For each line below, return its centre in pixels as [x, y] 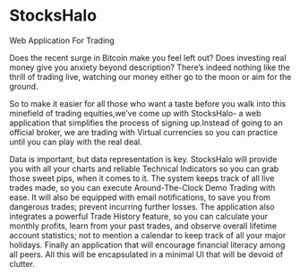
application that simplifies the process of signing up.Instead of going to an [146, 123]
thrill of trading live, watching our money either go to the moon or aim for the [150, 76]
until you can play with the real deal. [76, 142]
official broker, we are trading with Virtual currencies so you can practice [144, 132]
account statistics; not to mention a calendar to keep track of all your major [148, 235]
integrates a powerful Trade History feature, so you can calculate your [139, 216]
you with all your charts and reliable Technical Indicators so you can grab [144, 168]
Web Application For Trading [62, 40]
